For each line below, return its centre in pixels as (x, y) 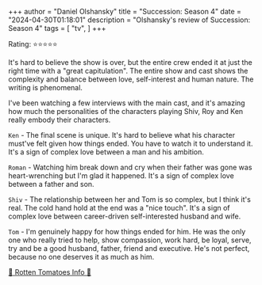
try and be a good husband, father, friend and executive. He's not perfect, (129, 248)
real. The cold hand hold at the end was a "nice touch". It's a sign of (119, 208)
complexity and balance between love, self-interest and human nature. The (131, 79)
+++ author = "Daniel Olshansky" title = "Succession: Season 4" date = (125, 11)
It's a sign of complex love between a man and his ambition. (106, 152)
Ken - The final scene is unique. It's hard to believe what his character (122, 135)
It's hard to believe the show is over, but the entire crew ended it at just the (130, 62)
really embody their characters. (60, 120)
